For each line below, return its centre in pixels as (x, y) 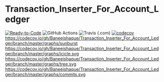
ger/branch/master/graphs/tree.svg (41, 64)
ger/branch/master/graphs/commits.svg (45, 74)
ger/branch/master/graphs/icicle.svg (42, 53)
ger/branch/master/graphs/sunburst (41, 43)
